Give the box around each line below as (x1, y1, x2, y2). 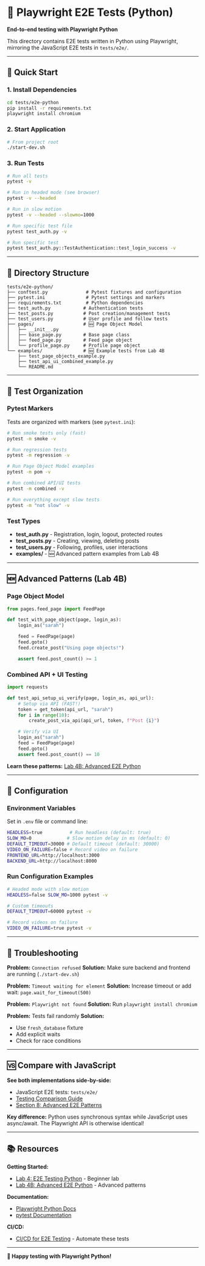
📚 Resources (7, 1144, 59, 1154)
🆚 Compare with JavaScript (7, 1060, 116, 1071)
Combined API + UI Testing (7, 670, 88, 679)
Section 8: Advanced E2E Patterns (15, 1101, 102, 1108)
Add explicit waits (15, 1030, 60, 1038)
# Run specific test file (7, 222, 72, 229)
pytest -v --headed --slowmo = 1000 (7, 211, 95, 218)
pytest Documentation (15, 1211, 72, 1218)
